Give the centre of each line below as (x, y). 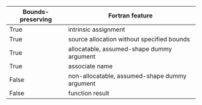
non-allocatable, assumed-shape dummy (127, 76)
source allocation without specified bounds (129, 39)
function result (89, 93)
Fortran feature (130, 16)
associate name (90, 66)
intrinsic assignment (96, 29)
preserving (36, 19)
